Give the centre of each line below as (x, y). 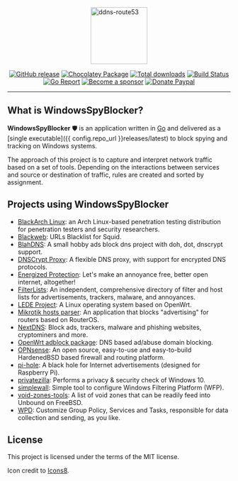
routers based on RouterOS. (58, 319)
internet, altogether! (46, 282)
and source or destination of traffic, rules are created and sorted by (106, 175)
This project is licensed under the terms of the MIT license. (93, 457)
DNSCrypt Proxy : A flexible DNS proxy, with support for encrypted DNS (122, 259)
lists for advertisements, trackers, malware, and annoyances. (107, 297)
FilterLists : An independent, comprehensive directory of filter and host (120, 289)
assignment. (25, 182)
